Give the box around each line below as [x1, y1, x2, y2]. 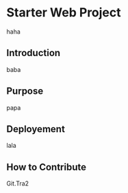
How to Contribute [6, 161, 87, 172]
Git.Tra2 [6, 179, 29, 188]
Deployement [6, 123, 66, 135]
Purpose [6, 86, 44, 97]
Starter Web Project [6, 5, 121, 21]
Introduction [6, 47, 61, 59]
